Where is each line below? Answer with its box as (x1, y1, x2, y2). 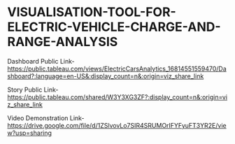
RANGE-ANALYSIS (7, 34, 118, 50)
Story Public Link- (7, 85, 59, 94)
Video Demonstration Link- (7, 113, 85, 122)
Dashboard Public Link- (7, 57, 75, 65)
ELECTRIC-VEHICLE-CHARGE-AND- (7, 19, 222, 35)
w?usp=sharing (7, 129, 52, 137)
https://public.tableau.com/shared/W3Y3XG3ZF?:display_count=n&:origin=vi (7, 92, 228, 101)
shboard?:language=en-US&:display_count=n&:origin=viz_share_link (7, 71, 204, 80)
